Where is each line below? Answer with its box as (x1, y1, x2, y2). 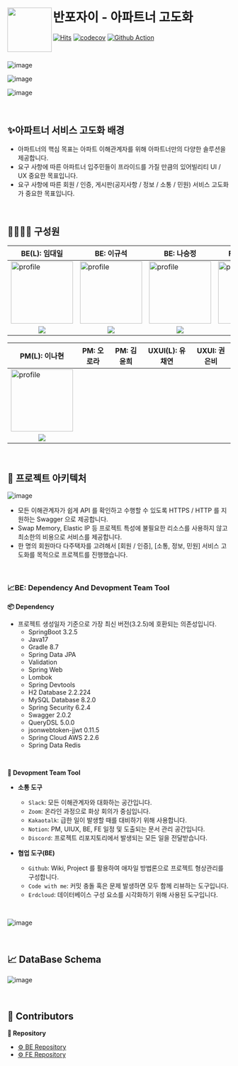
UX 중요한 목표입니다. (17, 171, 78, 180)
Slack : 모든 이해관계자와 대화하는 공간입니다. (28, 798, 152, 806)
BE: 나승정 (164, 249, 197, 259)
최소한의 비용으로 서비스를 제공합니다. (17, 533, 123, 541)
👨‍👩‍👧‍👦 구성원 (7, 226, 60, 238)
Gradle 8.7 (28, 643, 59, 651)
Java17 (28, 635, 48, 643)
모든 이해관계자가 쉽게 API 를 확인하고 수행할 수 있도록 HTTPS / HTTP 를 (17, 506, 220, 515)
